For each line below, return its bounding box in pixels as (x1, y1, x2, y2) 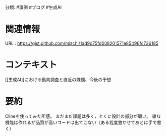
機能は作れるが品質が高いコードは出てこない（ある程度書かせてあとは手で (5, 119, 157, 125)
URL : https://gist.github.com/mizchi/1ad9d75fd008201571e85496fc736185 (5, 40, 159, 46)
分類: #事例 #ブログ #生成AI (5, 4, 62, 10)
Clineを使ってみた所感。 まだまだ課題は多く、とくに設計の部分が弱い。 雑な (5, 113, 161, 119)
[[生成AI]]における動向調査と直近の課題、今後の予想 (5, 76, 111, 82)
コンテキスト (5, 59, 57, 70)
